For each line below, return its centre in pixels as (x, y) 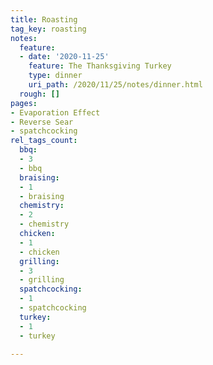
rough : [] (39, 94)
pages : (24, 103)
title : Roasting (44, 19)
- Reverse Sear (42, 122)
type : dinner (55, 76)
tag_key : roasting (48, 29)
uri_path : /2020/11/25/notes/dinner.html (115, 85)
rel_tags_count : (44, 141)
